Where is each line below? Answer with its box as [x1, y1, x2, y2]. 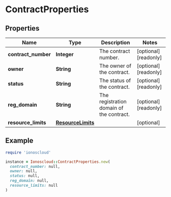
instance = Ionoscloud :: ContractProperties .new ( [5, 159, 110, 164]
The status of [99, 77, 131, 84]
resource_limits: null [10, 183, 58, 188]
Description [101, 39, 130, 46]
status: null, [10, 174, 40, 179]
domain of [99, 105, 124, 111]
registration [99, 98, 127, 105]
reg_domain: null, [10, 178, 49, 183]
